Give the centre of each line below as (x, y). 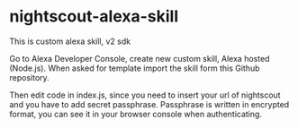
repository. (29, 77)
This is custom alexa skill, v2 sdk (70, 41)
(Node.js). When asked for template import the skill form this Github (135, 68)
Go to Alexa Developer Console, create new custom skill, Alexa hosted (140, 58)
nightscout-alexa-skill (94, 17)
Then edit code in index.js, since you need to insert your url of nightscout (145, 95)
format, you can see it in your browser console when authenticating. (136, 114)
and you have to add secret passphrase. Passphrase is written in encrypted (149, 104)
